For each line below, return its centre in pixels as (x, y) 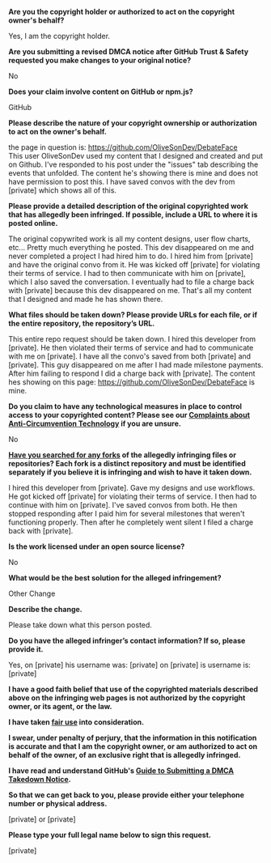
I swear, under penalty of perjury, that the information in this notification (133, 738)
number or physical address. (58, 803)
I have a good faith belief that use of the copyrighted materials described (133, 689)
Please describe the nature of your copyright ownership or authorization (133, 123)
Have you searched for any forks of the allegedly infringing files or (123, 455)
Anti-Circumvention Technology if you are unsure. (95, 423)
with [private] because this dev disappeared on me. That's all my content (130, 290)
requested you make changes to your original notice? (100, 60)
